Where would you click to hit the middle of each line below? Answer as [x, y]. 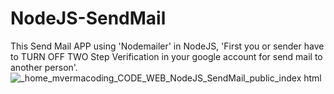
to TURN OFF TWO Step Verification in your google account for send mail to [166, 56]
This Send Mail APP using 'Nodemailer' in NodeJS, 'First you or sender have [167, 46]
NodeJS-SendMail [88, 18]
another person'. [44, 67]
